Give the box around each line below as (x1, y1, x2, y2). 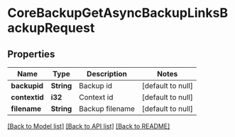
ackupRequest (7, 20, 95, 36)
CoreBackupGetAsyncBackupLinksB (7, 5, 229, 21)
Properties (7, 48, 55, 60)
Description (86, 69, 128, 78)
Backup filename (79, 104, 135, 114)
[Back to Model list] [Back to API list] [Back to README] (7, 122, 170, 130)
